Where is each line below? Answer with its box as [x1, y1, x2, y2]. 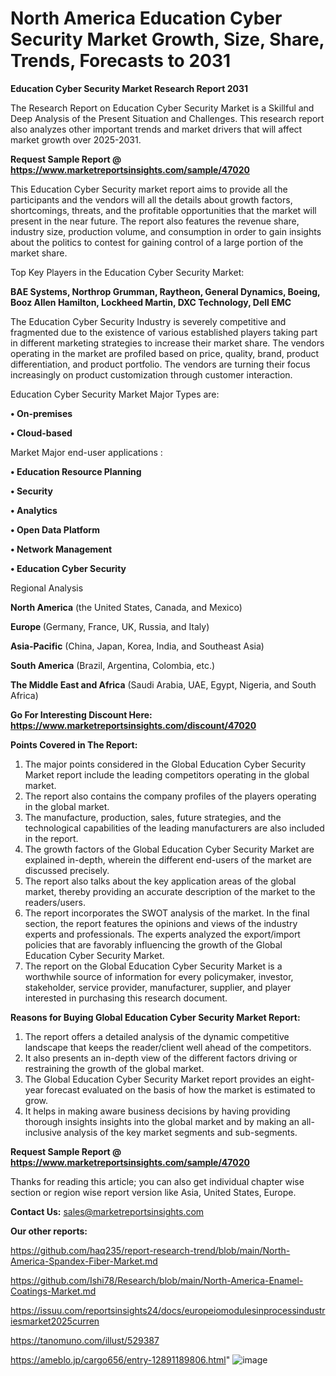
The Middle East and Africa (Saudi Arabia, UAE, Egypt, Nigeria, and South [10, 678, 317, 691]
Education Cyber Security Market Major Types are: [10, 388, 220, 400]
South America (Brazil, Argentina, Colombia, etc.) [10, 659, 216, 671]
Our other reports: [10, 1225, 88, 1237]
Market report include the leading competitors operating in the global [24, 768, 310, 781]
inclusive [24, 1126, 62, 1138]
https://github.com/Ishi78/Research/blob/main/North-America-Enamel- [10, 1274, 304, 1286]
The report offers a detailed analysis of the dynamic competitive [24, 1030, 290, 1042]
